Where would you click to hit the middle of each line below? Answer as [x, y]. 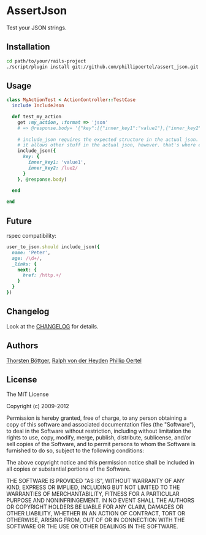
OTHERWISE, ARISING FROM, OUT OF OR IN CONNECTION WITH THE [96, 520]
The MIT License [28, 394]
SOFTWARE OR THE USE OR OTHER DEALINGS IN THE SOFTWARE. [92, 526]
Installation [28, 47]
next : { [27, 270]
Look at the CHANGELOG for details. [52, 326]
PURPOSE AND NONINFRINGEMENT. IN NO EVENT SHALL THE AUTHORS [101, 501]
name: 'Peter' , [31, 252]
